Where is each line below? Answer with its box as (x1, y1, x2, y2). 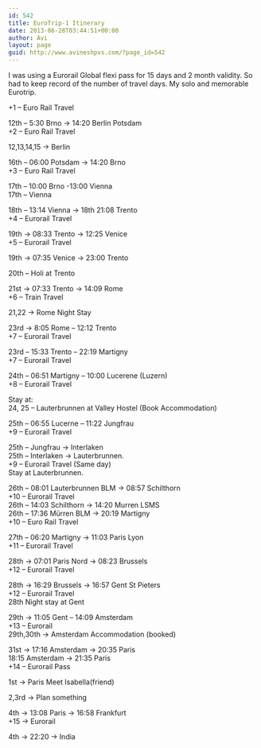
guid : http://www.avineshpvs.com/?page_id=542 (8, 49, 166, 56)
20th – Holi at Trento (8, 268, 76, 278)
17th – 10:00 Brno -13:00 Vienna (8, 181, 113, 191)
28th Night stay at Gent (8, 598, 85, 606)
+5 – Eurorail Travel (8, 238, 72, 247)
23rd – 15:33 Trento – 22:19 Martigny (8, 347, 129, 356)
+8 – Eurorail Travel (8, 380, 72, 388)
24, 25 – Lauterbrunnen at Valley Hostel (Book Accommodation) (8, 403, 217, 412)
